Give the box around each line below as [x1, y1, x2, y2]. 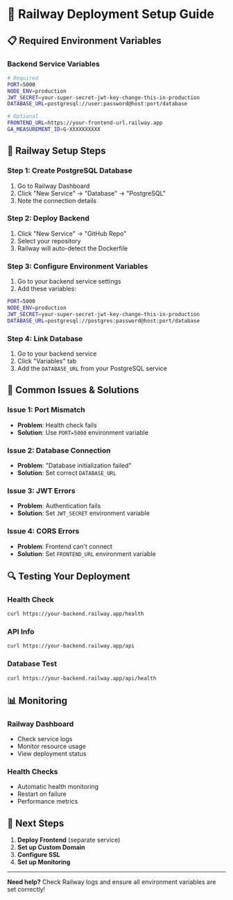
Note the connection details [17, 196, 97, 205]
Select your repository [17, 236, 81, 245]
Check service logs [17, 735, 73, 743]
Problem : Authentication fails [17, 502, 101, 510]
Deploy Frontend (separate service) [17, 836, 121, 845]
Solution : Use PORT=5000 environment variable [17, 428, 149, 436]
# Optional [7, 113, 39, 120]
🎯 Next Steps [7, 817, 64, 829]
